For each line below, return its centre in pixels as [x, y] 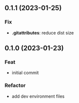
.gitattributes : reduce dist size [43, 33]
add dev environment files [38, 96]
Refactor [15, 85]
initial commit [25, 73]
